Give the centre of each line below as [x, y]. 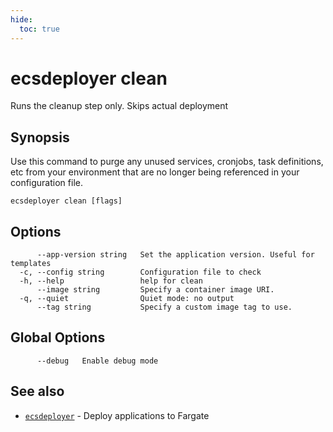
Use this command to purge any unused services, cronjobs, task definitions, [167, 162]
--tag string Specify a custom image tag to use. [164, 307]
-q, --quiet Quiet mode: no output [127, 299]
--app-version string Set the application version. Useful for [175, 255]
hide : [21, 19]
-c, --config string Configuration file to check [140, 272]
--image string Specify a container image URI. [155, 290]
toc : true [39, 29]
